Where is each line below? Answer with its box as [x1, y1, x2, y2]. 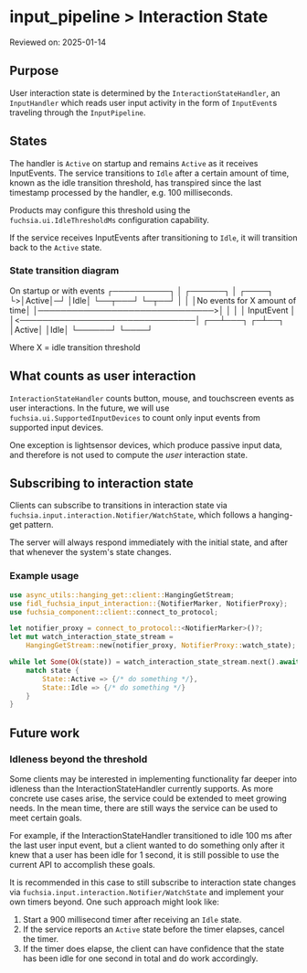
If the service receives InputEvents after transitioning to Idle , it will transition [9, 231, 298, 243]
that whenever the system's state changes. [9, 547, 172, 558]
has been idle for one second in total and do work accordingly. [22, 953, 259, 964]
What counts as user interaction [9, 369, 196, 384]
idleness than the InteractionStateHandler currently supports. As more [9, 783, 274, 794]
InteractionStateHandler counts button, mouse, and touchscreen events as [9, 392, 295, 403]
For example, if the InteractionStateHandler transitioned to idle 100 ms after [9, 829, 292, 840]
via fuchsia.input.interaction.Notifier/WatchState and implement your [9, 886, 285, 897]
